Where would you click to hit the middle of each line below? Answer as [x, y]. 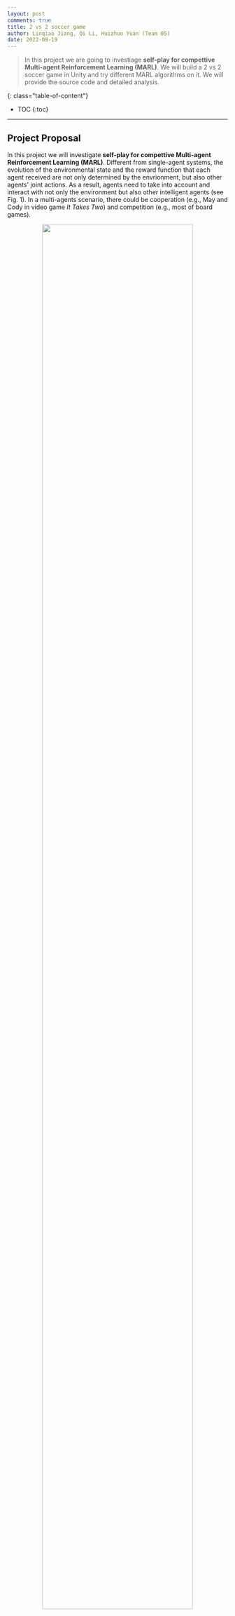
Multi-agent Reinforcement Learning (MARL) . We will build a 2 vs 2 [123, 67]
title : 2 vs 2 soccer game [47, 27]
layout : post [26, 14]
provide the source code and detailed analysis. [92, 82]
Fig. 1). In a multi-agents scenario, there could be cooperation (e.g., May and [117, 199]
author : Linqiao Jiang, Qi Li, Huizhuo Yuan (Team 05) [89, 33]
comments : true [29, 20]
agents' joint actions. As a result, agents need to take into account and [109, 184]
